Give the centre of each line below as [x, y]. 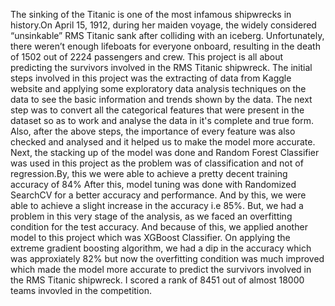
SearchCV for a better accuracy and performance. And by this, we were [158, 195]
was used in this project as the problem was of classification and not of [157, 163]
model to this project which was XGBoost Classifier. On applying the [150, 237]
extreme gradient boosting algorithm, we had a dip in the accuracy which [161, 248]
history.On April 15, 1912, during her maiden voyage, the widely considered [163, 25]
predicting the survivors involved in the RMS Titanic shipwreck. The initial [161, 67]
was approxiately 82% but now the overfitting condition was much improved [167, 258]
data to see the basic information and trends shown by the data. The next [161, 99]
